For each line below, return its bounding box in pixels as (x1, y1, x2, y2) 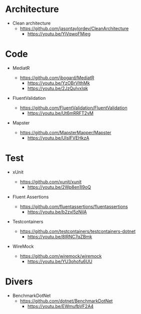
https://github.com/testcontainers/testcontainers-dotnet (19, 228, 136, 234)
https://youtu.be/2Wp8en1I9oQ (27, 184, 91, 190)
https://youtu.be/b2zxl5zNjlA (27, 209, 87, 215)
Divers (5, 276, 33, 287)
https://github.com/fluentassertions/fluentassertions (19, 203, 128, 209)
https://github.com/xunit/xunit (19, 179, 81, 185)
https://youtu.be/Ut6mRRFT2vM (27, 110, 94, 116)
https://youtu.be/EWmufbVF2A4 (27, 303, 94, 309)
